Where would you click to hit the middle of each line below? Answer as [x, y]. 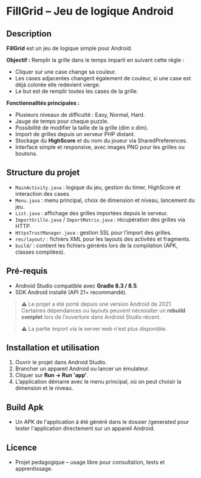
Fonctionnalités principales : [43, 103]
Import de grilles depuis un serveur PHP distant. [75, 134]
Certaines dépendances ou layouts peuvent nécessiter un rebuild [103, 310]
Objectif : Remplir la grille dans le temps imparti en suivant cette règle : [95, 60]
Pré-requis [27, 271]
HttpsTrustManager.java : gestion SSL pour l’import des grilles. [93, 232]
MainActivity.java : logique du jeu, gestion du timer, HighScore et [98, 187]
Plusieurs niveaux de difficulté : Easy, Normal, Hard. [80, 115]
